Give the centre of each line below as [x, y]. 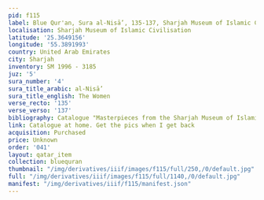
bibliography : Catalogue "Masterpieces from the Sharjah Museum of [121, 118]
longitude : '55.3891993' [49, 45]
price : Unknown [33, 140]
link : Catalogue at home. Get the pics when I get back [101, 125]
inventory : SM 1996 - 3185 [52, 67]
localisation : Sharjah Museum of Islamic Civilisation [100, 30]
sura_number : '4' [37, 81]
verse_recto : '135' [40, 103]
